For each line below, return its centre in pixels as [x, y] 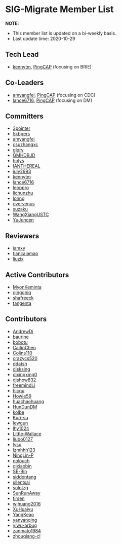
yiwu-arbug [25, 525]
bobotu [20, 342]
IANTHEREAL [26, 166]
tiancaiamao [25, 253]
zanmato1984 [27, 530]
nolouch [21, 460]
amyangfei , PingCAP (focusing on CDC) [54, 95]
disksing [21, 369]
